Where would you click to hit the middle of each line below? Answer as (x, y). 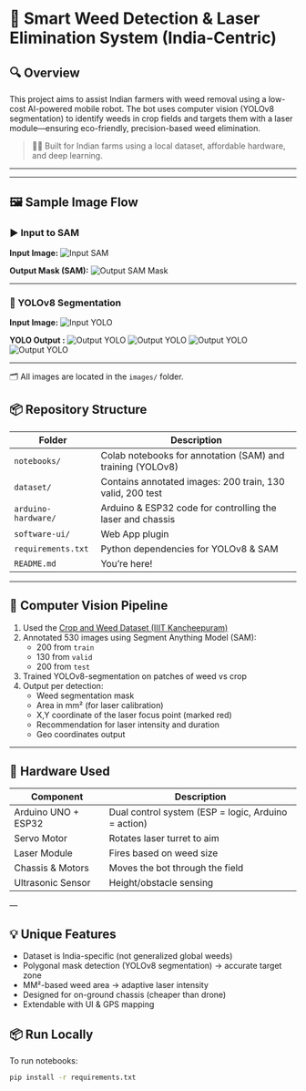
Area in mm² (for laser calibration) (100, 705)
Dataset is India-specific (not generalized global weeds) (127, 956)
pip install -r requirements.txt (73, 1078)
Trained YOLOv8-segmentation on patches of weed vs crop (135, 676)
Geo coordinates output (81, 734)
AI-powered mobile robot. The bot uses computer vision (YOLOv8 (151, 109)
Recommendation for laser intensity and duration (128, 725)
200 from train (65, 647)
